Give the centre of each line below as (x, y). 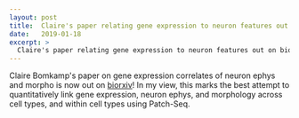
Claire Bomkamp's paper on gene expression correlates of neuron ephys (142, 75)
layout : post (33, 17)
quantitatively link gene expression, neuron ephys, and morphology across (146, 95)
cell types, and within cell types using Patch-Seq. (100, 104)
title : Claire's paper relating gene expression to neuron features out (149, 26)
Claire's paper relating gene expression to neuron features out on (147, 51)
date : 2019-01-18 (45, 34)
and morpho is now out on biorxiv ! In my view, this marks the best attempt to (149, 85)
